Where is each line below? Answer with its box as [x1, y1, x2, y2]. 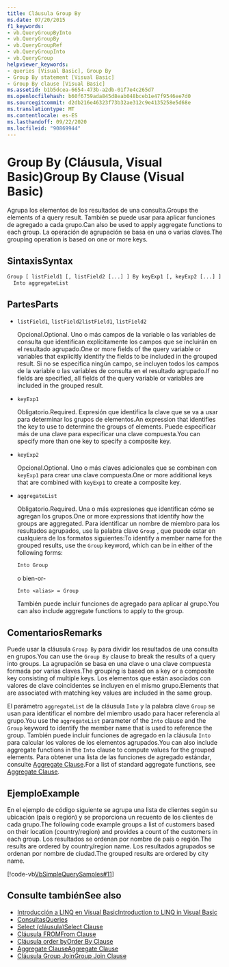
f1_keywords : [7, 23, 44, 29]
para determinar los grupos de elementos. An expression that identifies [16, 415, 216, 423]
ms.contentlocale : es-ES [7, 112, 78, 119]
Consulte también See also [7, 890, 122, 902]
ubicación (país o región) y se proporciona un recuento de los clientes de [7, 813, 213, 822]
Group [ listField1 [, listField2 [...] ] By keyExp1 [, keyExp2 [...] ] [7, 274, 222, 280]
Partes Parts [7, 299, 59, 311]
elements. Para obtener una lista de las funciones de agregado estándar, [7, 753, 212, 761]
